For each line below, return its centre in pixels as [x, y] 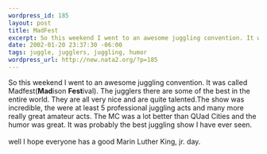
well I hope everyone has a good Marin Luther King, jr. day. [104, 141]
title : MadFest [33, 30]
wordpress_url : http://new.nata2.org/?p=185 [83, 60]
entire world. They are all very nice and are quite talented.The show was [126, 99]
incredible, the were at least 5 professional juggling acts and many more [126, 107]
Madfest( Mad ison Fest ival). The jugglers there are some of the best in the [129, 90]
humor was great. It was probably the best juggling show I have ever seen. [130, 125]
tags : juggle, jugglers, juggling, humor [78, 52]
